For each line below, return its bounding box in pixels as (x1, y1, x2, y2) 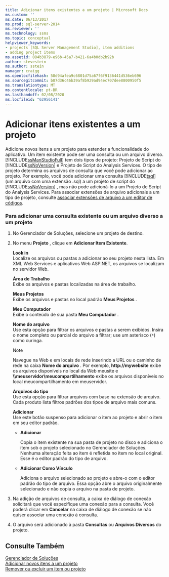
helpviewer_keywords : (5, 40, 51, 46)
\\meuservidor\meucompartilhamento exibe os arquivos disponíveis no (12, 373, 164, 380)
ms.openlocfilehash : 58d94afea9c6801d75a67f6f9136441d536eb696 (5, 73, 142, 78)
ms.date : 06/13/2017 (5, 17, 49, 22)
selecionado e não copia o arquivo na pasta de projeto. (20, 486, 135, 492)
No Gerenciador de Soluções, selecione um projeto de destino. (12, 230, 144, 236)
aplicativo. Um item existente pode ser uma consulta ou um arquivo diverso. (5, 151, 163, 157)
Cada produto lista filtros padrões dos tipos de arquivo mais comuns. (12, 399, 157, 405)
